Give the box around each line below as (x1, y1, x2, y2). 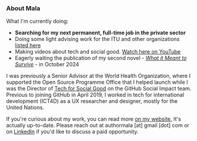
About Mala (6, 4, 40, 12)
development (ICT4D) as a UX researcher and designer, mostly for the (6, 98, 178, 105)
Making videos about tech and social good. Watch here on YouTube (14, 48, 181, 55)
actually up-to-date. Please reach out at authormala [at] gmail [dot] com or (6, 122, 189, 129)
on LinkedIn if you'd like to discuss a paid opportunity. (6, 128, 139, 135)
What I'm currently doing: (6, 18, 68, 25)
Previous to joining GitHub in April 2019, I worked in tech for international (6, 91, 185, 99)
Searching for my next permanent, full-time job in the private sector (14, 29, 186, 36)
